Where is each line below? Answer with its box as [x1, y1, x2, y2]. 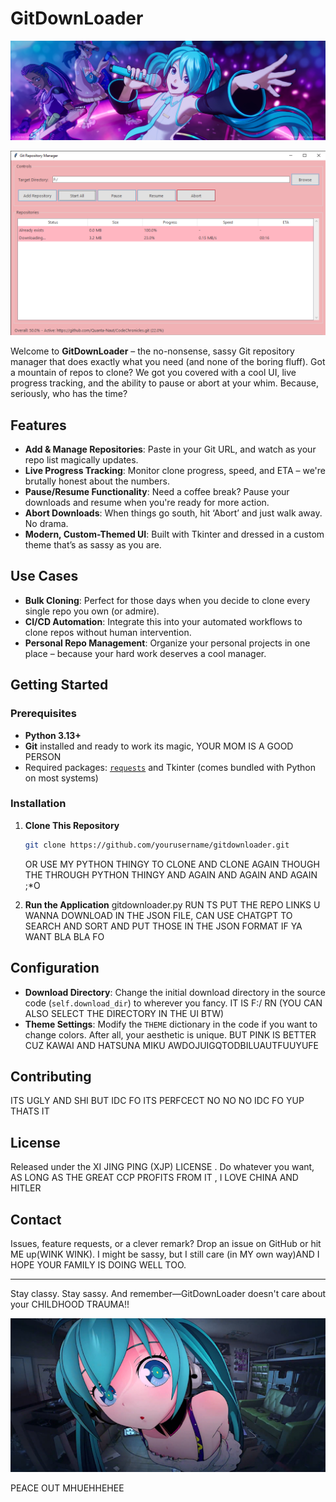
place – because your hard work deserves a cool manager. [24, 647, 267, 659]
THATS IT [10, 1105, 50, 1117]
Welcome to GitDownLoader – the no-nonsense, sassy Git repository [10, 345, 295, 357]
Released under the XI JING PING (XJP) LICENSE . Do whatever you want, [10, 1161, 315, 1173]
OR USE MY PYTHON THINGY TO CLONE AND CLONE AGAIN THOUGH [24, 858, 320, 870]
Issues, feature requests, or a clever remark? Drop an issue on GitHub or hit [10, 1237, 322, 1249]
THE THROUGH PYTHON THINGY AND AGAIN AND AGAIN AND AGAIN [24, 868, 318, 881]
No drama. [24, 518, 69, 530]
